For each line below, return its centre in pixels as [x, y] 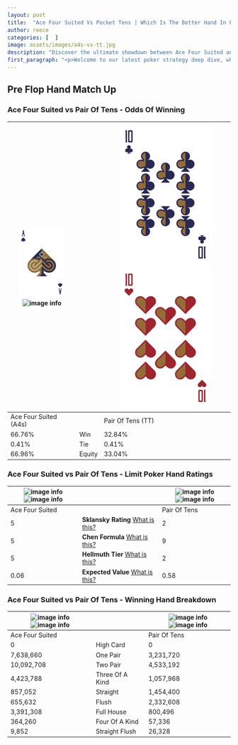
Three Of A [112, 675]
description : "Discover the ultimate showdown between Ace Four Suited [115, 53]
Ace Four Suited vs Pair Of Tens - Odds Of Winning [96, 110]
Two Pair [108, 665]
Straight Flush [116, 732]
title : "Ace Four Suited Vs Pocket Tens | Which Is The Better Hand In [117, 22]
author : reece [28, 30]
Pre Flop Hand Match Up [62, 90]
